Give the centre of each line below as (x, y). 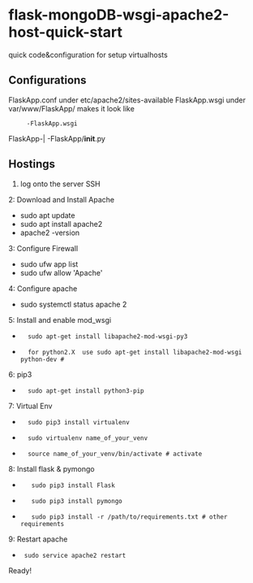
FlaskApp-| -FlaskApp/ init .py (57, 138)
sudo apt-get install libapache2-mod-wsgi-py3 (108, 336)
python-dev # (42, 359)
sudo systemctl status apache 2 (73, 304)
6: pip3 (20, 374)
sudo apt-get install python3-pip (86, 391)
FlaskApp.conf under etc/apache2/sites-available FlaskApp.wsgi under (127, 100)
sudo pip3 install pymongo (77, 501)
